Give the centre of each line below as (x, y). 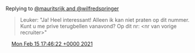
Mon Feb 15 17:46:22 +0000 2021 (52, 44)
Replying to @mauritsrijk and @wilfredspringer (62, 9)
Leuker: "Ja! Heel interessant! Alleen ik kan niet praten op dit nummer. (105, 20)
